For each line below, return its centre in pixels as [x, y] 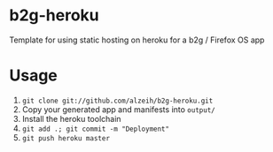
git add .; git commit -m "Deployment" [96, 129]
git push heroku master [66, 138]
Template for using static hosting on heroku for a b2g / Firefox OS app [137, 40]
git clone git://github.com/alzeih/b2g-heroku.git [117, 101]
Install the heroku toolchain [71, 118]
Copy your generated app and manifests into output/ [118, 109]
